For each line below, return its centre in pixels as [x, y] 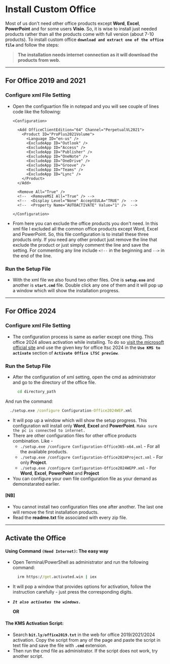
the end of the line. [32, 256]
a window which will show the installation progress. [66, 290]
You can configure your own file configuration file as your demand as [85, 478]
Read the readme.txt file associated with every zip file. [70, 517]
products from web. [39, 60]
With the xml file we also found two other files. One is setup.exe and [83, 280]
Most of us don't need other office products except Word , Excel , [73, 23]
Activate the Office [36, 538]
